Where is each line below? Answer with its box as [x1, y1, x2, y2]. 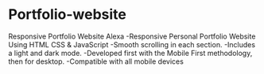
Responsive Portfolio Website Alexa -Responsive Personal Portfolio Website [8, 31, 256, 41]
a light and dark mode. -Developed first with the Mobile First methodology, [8, 48, 253, 57]
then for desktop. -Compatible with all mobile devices [8, 57, 184, 66]
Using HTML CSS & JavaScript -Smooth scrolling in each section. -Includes [8, 39, 256, 49]
